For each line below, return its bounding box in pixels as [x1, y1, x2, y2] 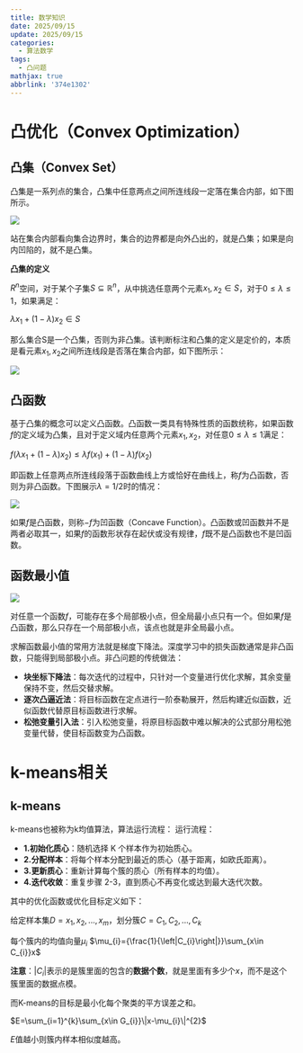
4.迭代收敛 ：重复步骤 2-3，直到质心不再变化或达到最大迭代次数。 [22, 876, 268, 887]
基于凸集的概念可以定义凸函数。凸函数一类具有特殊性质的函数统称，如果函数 [10, 418, 294, 429]
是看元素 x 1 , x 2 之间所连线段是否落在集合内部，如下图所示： [10, 345, 227, 358]
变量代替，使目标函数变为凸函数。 [22, 727, 150, 738]
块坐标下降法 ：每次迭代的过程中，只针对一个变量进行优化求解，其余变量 [22, 671, 291, 682]
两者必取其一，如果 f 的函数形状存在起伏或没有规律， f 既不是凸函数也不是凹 [10, 528, 284, 540]
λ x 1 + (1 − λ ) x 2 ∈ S [10, 314, 81, 326]
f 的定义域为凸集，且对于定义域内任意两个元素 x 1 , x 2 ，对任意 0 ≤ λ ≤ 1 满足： [10, 429, 287, 442]
